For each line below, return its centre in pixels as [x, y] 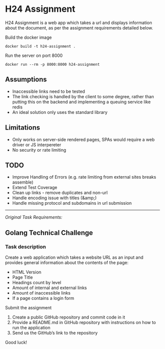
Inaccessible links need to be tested [48, 91]
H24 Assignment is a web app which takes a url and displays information [79, 23]
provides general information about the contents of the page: [67, 263]
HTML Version [27, 272]
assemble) [23, 182]
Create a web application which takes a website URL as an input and [74, 257]
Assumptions [26, 80]
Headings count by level [37, 283]
